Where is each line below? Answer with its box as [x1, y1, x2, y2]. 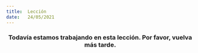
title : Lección [6, 8, 47, 15]
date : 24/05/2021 [6, 14, 55, 20]
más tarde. [84, 41, 116, 49]
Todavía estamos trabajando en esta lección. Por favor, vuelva [8, 34, 193, 42]
